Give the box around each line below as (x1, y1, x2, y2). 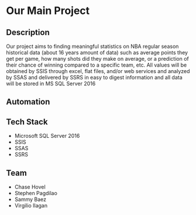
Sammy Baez (14, 196, 47, 203)
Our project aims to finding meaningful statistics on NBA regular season (6, 43, 179, 50)
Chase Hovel (14, 183, 46, 190)
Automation (6, 97, 50, 107)
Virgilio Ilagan (14, 202, 48, 209)
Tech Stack (6, 117, 48, 127)
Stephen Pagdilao (14, 190, 57, 197)
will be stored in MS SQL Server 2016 (6, 80, 96, 87)
